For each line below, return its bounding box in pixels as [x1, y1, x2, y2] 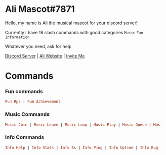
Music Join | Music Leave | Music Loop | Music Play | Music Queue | [5, 122, 152, 127]
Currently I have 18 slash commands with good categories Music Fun [5, 29, 143, 35]
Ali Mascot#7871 [5, 3, 75, 15]
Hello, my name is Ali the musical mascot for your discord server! [5, 20, 138, 26]
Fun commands [5, 88, 43, 95]
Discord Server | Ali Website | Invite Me [5, 53, 85, 59]
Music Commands [5, 111, 50, 118]
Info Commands [5, 134, 44, 141]
